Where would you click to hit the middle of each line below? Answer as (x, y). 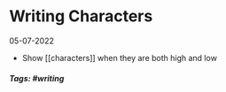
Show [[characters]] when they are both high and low (119, 57)
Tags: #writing (37, 78)
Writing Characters (81, 16)
